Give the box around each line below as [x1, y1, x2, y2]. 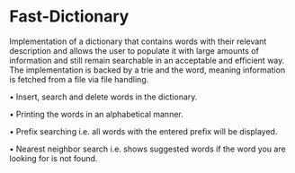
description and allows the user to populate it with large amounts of [9, 45, 259, 56]
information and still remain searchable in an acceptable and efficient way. [9, 55, 285, 65]
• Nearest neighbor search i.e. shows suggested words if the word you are [9, 143, 286, 154]
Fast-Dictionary [9, 6, 130, 27]
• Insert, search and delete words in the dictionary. [9, 91, 198, 102]
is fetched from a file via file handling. [9, 74, 149, 84]
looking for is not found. [9, 152, 98, 163]
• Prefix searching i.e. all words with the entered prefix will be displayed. [9, 125, 278, 136]
